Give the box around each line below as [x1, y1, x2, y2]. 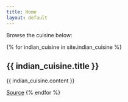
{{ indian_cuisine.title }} [6, 60, 99, 71]
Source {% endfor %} [6, 89, 61, 97]
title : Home [6, 9, 37, 15]
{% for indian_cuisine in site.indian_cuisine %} [6, 43, 122, 51]
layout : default [6, 15, 48, 21]
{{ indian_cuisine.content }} [6, 77, 75, 84]
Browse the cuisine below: [6, 31, 73, 38]
